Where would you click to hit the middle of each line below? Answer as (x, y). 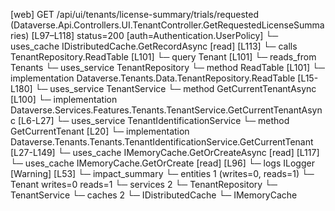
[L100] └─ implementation (64, 99)
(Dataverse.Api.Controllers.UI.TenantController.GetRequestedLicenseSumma (167, 25)
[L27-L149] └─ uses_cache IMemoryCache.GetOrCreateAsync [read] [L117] (165, 152)
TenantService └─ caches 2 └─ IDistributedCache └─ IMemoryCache (154, 195)
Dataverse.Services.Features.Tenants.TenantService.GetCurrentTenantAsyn (166, 110)
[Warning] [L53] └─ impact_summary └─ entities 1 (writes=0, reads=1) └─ (162, 173)
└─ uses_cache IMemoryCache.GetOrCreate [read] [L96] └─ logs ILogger (162, 163)
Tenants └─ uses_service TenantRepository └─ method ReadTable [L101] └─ (167, 67)
